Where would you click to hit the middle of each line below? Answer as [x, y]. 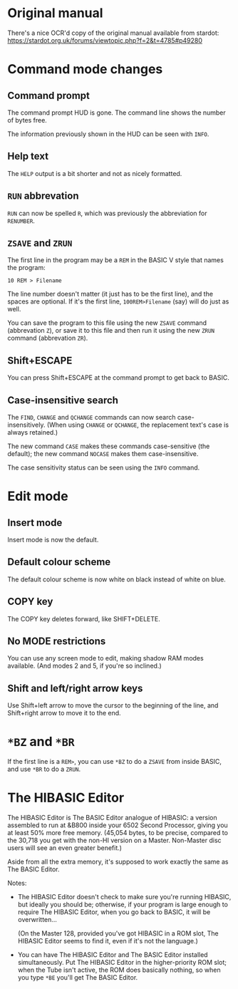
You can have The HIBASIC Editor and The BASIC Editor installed [113, 955]
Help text [28, 156]
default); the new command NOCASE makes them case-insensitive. [103, 454]
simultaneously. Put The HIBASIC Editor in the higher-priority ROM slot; [122, 963]
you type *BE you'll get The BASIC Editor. [78, 978]
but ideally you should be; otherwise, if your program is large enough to [123, 905]
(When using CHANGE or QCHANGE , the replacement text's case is [138, 425]
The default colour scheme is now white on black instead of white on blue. [117, 579]
